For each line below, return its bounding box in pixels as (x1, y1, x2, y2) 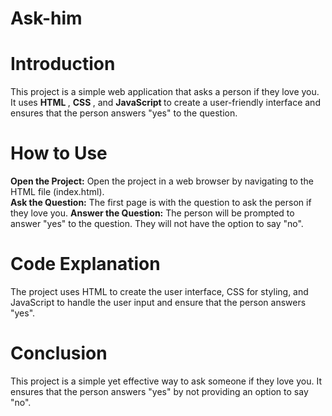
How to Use (10, 142, 108, 165)
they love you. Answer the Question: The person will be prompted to (10, 207, 295, 219)
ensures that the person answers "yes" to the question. (10, 107, 238, 119)
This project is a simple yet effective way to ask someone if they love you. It (10, 375, 322, 387)
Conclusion (10, 342, 108, 365)
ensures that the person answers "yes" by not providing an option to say (10, 385, 309, 397)
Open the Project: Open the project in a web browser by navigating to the (10, 175, 314, 187)
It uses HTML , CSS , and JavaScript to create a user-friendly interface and (10, 97, 321, 109)
